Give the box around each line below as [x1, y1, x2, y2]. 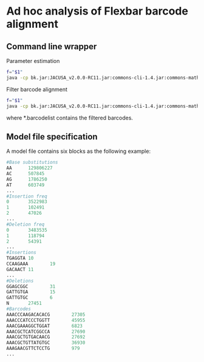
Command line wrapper [6, 41, 97, 52]
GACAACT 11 [6, 266, 34, 272]
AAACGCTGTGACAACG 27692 [6, 334, 86, 340]
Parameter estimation [6, 58, 60, 64]
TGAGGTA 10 [6, 255, 34, 261]
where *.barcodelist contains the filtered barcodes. [6, 114, 134, 121]
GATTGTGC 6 [6, 295, 53, 301]
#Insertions [6, 250, 36, 256]
